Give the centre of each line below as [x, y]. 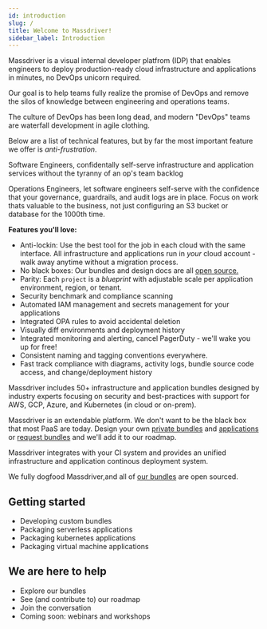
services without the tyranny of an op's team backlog [96, 173]
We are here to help [57, 572]
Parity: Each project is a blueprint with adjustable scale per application [136, 279]
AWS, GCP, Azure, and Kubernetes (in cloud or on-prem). [102, 405]
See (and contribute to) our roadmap [80, 599]
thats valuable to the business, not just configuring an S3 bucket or [118, 206]
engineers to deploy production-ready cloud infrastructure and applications [132, 69]
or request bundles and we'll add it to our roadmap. [92, 437]
